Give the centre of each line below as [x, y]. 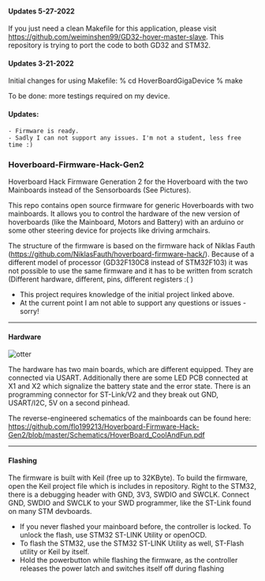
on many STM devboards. [50, 512]
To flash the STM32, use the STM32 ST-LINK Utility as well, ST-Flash [132, 543]
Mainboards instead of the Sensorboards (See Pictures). [100, 190]
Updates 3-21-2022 [41, 63]
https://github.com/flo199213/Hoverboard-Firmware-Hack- [104, 426]
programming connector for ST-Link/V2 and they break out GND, [114, 395]
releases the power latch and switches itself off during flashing [122, 568]
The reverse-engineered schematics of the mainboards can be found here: [130, 419]
